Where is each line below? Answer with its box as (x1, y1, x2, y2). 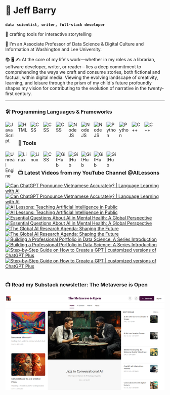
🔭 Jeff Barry (5, 5, 57, 16)
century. (14, 91, 32, 97)
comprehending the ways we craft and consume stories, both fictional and (5, 69, 160, 75)
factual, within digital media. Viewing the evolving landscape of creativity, (5, 74, 158, 80)
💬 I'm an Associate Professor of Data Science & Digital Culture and (5, 40, 144, 47)
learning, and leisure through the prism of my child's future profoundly (5, 79, 152, 85)
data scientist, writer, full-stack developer (5, 22, 105, 27)
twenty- (147, 85, 164, 91)
